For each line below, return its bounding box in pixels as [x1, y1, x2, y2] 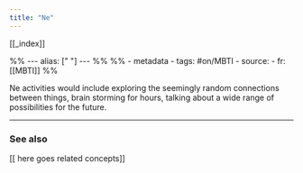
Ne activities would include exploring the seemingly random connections [9, 82, 280, 93]
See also [9, 132, 48, 145]
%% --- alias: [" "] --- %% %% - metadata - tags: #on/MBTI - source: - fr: [9, 55, 286, 66]
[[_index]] [9, 38, 46, 49]
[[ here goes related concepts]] [9, 152, 126, 163]
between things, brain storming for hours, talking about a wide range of [9, 92, 275, 103]
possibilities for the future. [9, 101, 107, 113]
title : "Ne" [9, 13, 54, 23]
